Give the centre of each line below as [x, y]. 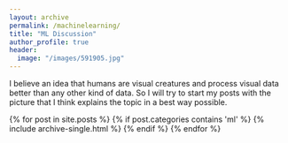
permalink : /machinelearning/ [65, 26]
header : [23, 50]
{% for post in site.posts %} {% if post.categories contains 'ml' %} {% [137, 119]
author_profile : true [49, 42]
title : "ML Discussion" [53, 34]
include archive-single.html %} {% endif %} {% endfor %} [115, 128]
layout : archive [39, 17]
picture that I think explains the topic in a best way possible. [118, 102]
